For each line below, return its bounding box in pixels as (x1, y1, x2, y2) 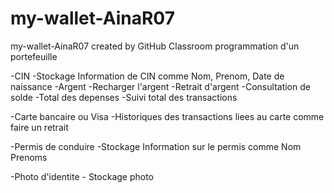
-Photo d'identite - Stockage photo (10, 170, 155, 182)
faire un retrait (10, 121, 69, 133)
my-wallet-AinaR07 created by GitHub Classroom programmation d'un (10, 40, 300, 52)
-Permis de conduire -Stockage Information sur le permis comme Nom (10, 140, 302, 152)
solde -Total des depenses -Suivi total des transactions (10, 91, 238, 103)
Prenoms (10, 151, 48, 163)
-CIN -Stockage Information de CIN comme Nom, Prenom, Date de (10, 70, 285, 82)
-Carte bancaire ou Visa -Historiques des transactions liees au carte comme (10, 110, 325, 122)
